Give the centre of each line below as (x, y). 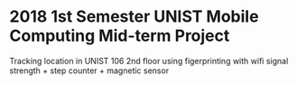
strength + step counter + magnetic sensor (89, 71)
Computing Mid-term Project (120, 36)
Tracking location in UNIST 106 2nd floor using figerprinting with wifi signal (149, 61)
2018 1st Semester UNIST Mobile (134, 17)
